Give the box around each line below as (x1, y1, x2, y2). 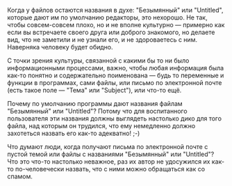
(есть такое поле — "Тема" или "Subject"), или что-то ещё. (7, 86, 182, 94)
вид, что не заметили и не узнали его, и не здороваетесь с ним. (7, 36, 198, 44)
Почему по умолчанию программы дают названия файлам (7, 100, 183, 107)
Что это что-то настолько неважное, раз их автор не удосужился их (7, 157, 210, 166)
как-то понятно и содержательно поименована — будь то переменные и (7, 71, 224, 79)
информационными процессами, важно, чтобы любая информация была (7, 64, 224, 72)
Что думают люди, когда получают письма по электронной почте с (7, 143, 208, 150)
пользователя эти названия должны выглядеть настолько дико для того (7, 114, 222, 123)
